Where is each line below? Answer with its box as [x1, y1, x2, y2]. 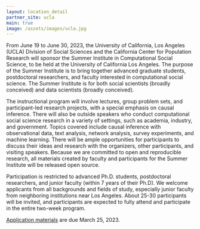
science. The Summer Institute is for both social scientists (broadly [6, 80, 171, 87]
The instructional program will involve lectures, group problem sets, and [6, 98, 183, 105]
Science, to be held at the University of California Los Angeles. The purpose [6, 61, 193, 68]
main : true [6, 20, 33, 26]
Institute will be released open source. [6, 161, 100, 169]
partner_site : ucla [6, 14, 55, 20]
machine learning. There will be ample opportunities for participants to [6, 136, 180, 143]
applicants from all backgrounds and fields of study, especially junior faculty [6, 186, 194, 193]
